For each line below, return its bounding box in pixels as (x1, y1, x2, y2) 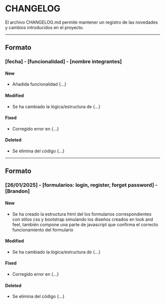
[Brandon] (5, 188, 30, 195)
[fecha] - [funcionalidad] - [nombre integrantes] (5, 58, 122, 65)
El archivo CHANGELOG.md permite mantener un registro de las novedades (5, 19, 158, 25)
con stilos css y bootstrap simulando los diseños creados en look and (12, 216, 153, 222)
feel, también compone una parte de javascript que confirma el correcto (12, 221, 159, 227)
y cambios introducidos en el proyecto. (5, 24, 84, 30)
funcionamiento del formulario (12, 227, 74, 233)
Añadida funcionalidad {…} (12, 81, 67, 87)
